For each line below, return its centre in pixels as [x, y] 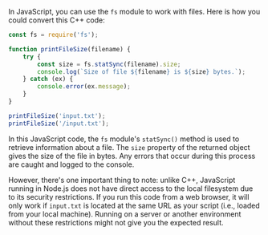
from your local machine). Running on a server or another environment [125, 214]
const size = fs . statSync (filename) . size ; [109, 64]
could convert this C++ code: [57, 20]
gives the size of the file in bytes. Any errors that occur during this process [132, 156]
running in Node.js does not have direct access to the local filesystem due [131, 188]
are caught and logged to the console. [71, 164]
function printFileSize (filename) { [69, 49]
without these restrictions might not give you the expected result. [116, 222]
